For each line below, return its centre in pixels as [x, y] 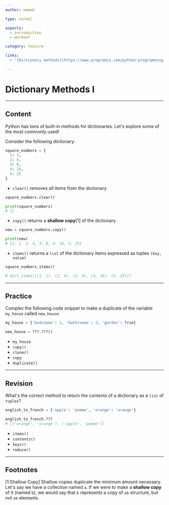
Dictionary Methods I [50, 89]
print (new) [17, 239]
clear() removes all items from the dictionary [60, 188]
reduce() [22, 450]
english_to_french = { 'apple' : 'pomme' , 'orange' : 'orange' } [71, 410]
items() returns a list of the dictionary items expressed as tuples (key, [87, 253]
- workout [20, 37]
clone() [20, 353]
